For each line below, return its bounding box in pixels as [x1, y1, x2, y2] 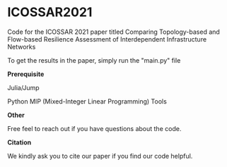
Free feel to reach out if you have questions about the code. [7, 124, 182, 132]
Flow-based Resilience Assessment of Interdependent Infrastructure [7, 35, 207, 43]
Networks [7, 42, 36, 51]
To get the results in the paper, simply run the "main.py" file [7, 56, 181, 64]
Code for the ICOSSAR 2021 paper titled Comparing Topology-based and [7, 27, 221, 36]
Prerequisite [7, 70, 45, 78]
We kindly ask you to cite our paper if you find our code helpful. [7, 151, 193, 160]
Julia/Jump [7, 83, 40, 92]
